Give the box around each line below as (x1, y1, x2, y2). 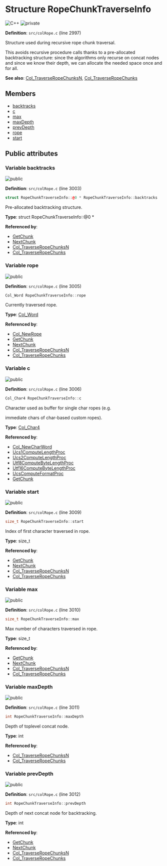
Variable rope (5, 262, 39, 269)
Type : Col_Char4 (5, 424, 40, 430)
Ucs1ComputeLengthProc (12, 449, 65, 455)
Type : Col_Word (5, 312, 38, 318)
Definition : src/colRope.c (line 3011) (5, 704, 80, 710)
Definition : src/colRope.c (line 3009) (5, 509, 82, 515)
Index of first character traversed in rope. (5, 528, 90, 534)
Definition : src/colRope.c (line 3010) (5, 607, 81, 613)
